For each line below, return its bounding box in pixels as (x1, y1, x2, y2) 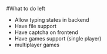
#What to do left (6, 5, 45, 12)
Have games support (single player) (14, 35, 102, 42)
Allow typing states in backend (14, 16, 89, 23)
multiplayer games (14, 41, 60, 48)
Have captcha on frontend (14, 29, 78, 36)
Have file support (14, 23, 57, 29)
